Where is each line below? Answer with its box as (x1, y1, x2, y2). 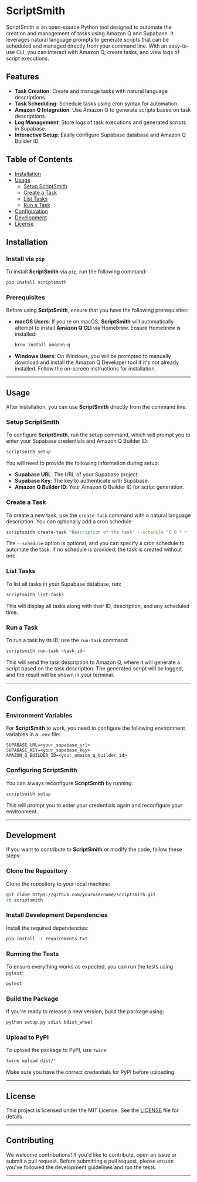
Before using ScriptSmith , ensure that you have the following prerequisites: (6, 307, 189, 314)
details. (6, 1113, 24, 1120)
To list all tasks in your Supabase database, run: (6, 580, 122, 587)
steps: (6, 852, 21, 859)
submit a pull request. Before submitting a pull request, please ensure (6, 1157, 174, 1164)
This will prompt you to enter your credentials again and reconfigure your (6, 802, 183, 809)
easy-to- (168, 42, 189, 49)
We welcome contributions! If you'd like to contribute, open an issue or (6, 1151, 177, 1158)
